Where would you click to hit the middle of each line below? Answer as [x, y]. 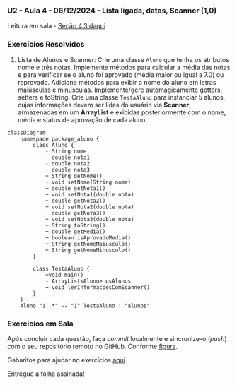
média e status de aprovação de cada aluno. [82, 119]
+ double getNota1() [75, 188]
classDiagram [27, 133]
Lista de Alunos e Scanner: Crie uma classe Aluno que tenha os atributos [123, 59]
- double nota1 [68, 158]
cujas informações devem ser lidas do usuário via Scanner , [104, 105]
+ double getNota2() [75, 201]
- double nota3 [68, 170]
